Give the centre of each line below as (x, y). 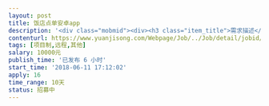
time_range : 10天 (37, 82)
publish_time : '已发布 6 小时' (57, 61)
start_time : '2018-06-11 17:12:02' (68, 68)
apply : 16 (25, 75)
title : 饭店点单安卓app (44, 23)
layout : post (30, 16)
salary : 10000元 (35, 53)
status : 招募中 (32, 90)
